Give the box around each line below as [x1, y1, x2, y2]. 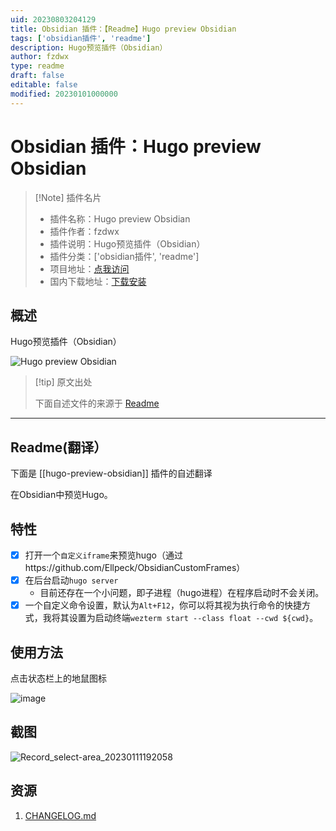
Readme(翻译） [10, 439, 108, 456]
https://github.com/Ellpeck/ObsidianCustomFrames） [24, 562, 246, 574]
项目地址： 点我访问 [49, 262, 130, 275]
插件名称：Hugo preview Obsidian [49, 212, 191, 225]
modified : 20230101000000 [10, 89, 118, 99]
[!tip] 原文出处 [34, 376, 93, 388]
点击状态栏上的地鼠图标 [10, 672, 107, 684]
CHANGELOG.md [24, 809, 97, 821]
